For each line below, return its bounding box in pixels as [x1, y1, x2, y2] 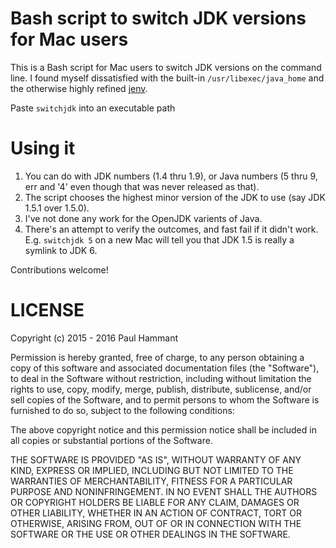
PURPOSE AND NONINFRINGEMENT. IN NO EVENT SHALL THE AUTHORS [10, 485, 318, 497]
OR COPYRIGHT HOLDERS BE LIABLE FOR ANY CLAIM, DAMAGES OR [10, 496, 300, 508]
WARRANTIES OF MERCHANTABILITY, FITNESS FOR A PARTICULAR [10, 475, 293, 487]
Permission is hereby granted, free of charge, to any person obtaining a [10, 351, 305, 363]
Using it [10, 137, 76, 160]
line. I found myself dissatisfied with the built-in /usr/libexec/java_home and [10, 72, 325, 84]
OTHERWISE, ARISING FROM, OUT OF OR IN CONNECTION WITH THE [10, 517, 302, 529]
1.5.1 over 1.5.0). [24, 202, 90, 214]
